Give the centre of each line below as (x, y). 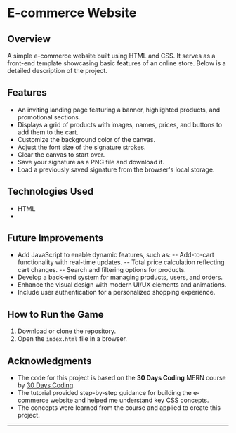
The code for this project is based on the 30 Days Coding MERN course (122, 378)
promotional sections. (49, 117)
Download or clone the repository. (67, 331)
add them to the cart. (48, 132)
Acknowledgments (50, 361)
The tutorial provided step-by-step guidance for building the (104, 393)
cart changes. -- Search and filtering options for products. (101, 270)
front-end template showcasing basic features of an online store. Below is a (117, 63)
